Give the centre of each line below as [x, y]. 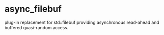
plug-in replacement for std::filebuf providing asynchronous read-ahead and [82, 22]
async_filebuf [33, 9]
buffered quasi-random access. [37, 27]
